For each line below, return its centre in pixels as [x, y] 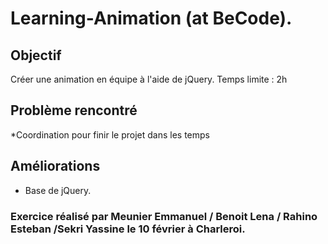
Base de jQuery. [58, 190]
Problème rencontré [74, 110]
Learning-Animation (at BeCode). [151, 18]
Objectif [36, 55]
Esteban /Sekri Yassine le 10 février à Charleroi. [128, 229]
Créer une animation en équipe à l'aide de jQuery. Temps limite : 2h [149, 79]
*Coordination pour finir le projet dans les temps [110, 134]
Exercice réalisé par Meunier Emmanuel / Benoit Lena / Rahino [164, 216]
